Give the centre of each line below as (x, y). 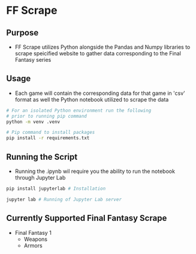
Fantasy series (33, 60)
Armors (33, 245)
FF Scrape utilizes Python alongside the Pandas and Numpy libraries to (102, 47)
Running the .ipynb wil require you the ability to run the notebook (95, 171)
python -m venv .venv (33, 122)
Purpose (22, 33)
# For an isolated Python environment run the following (79, 110)
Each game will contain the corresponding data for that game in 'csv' (100, 93)
